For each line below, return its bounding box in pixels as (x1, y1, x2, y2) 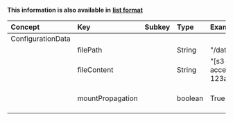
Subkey (144, 22, 171, 32)
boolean (176, 93, 204, 103)
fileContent (77, 65, 114, 75)
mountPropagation (77, 93, 139, 103)
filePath (77, 45, 103, 55)
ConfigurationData (10, 34, 71, 44)
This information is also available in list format (7, 6, 144, 14)
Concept (10, 22, 40, 32)
